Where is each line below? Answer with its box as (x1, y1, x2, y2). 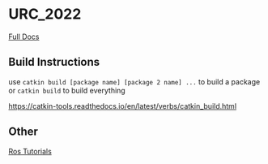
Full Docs (8, 32, 40, 41)
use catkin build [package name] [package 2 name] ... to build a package (8, 76, 261, 86)
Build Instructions (8, 55, 100, 69)
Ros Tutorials (8, 146, 53, 156)
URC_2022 (8, 5, 82, 24)
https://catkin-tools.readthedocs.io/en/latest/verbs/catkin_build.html (8, 101, 237, 110)
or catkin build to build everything (8, 85, 125, 95)
